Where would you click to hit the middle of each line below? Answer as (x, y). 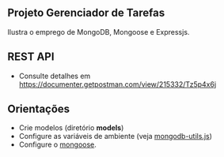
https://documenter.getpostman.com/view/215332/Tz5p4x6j (118, 84)
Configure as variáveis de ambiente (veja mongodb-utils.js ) (116, 136)
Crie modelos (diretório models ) (71, 128)
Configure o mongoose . (57, 144)
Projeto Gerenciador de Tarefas (86, 13)
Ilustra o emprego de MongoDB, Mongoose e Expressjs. (99, 32)
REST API (31, 57)
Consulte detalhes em (55, 76)
